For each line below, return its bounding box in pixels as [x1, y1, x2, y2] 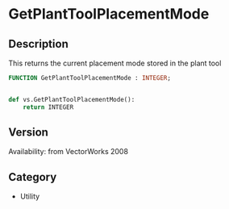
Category [8, 170, 57, 184]
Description [8, 37, 69, 51]
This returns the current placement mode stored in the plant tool [8, 58, 222, 68]
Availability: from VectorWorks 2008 [8, 147, 129, 157]
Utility [19, 191, 40, 202]
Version [8, 126, 48, 140]
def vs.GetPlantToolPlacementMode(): [8, 95, 135, 103]
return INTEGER [23, 102, 74, 111]
